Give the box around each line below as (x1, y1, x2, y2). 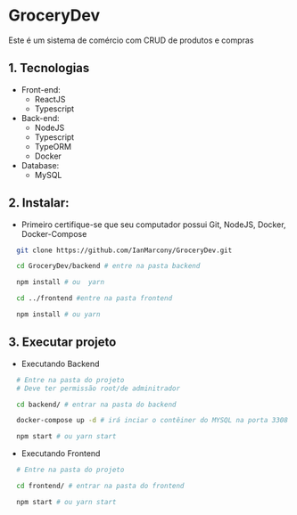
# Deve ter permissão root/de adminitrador (16, 384, 180, 393)
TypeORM (34, 141, 72, 151)
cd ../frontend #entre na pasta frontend (16, 294, 173, 303)
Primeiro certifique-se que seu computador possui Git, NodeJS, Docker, (21, 219, 286, 230)
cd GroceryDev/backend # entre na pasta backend (16, 262, 201, 271)
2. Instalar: (8, 195, 70, 210)
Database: (21, 159, 60, 170)
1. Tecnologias (8, 61, 90, 76)
